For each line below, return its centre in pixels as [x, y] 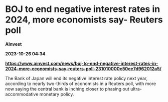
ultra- [136, 89]
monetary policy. [57, 94]
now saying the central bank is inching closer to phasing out [67, 89]
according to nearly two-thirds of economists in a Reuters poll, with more [81, 84]
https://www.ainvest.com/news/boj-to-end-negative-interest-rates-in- [82, 63]
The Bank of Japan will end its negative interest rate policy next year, [76, 78]
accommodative [22, 94]
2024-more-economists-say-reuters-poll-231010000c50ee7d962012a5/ [83, 69]
